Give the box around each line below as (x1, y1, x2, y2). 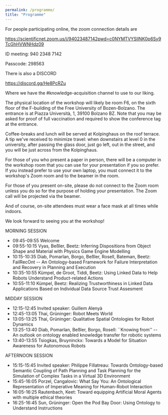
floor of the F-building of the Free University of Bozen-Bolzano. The (5, 105, 145, 111)
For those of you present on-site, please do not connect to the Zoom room (5, 182, 159, 188)
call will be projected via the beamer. (5, 193, 81, 199)
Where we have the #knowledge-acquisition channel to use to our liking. (5, 90, 155, 96)
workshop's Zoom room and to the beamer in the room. (5, 172, 119, 179)
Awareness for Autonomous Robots (12, 342, 86, 349)
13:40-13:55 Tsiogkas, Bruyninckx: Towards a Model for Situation (12, 337, 147, 343)
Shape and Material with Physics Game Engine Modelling (12, 248, 130, 254)
